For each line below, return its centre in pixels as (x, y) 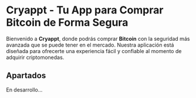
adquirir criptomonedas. (35, 57)
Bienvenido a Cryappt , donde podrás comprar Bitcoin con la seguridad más (98, 38)
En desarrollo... (24, 90)
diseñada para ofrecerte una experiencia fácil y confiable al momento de (94, 51)
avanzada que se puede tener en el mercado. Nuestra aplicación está (90, 45)
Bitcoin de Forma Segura (67, 22)
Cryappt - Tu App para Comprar (85, 10)
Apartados (26, 76)
